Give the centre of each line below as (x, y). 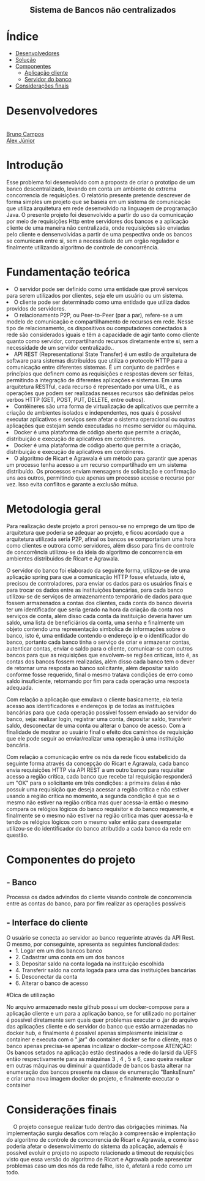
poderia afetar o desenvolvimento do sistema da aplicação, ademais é (95, 1146)
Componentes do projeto (71, 860)
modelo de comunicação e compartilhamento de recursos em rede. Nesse (100, 322)
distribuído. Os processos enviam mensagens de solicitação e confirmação (101, 472)
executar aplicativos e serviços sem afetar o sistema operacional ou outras (101, 420)
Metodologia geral (54, 509)
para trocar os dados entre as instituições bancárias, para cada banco (95, 590)
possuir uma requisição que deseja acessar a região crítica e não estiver (98, 790)
